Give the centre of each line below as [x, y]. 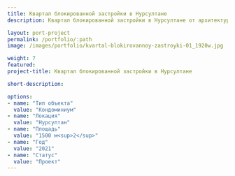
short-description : [36, 84]
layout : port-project [39, 33]
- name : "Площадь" [34, 129]
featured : [22, 65]
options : [20, 96]
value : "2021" [34, 148]
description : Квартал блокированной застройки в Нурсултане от [101, 20]
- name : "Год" [28, 142]
